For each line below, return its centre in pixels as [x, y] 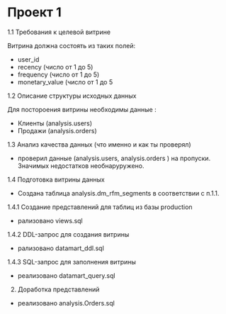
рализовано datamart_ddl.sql [61, 248]
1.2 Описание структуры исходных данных [72, 96]
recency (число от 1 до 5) [55, 67]
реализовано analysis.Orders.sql [66, 303]
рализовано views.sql [50, 220]
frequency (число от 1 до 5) [58, 74]
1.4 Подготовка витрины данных [56, 179]
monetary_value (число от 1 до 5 [65, 82]
